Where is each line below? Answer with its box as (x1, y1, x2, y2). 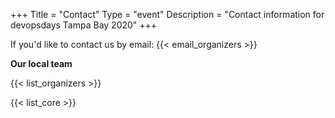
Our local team (10, 58, 73, 69)
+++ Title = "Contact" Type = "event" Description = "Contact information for (10, 9, 325, 20)
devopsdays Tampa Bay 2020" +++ (10, 19, 158, 31)
